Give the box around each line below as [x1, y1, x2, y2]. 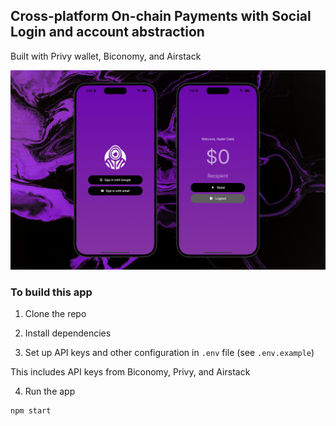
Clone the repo [24, 308, 87, 320]
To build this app [10, 285, 93, 299]
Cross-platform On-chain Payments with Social [10, 8, 312, 25]
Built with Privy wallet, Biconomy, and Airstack [10, 50, 202, 62]
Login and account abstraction [10, 24, 205, 41]
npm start [10, 406, 52, 416]
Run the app [24, 385, 76, 398]
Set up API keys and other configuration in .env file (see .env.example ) [24, 347, 315, 359]
